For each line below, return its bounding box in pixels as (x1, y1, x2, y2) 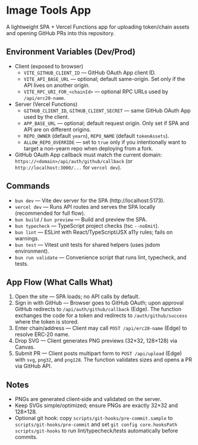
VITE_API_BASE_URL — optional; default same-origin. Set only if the (23, 75, 186, 82)
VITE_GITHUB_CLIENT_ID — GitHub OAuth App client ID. (23, 69, 156, 76)
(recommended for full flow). (14, 209, 86, 217)
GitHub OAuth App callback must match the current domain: (14, 151, 162, 158)
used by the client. (23, 113, 70, 120)
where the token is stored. (14, 318, 79, 325)
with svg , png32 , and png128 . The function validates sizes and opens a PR (14, 356, 192, 363)
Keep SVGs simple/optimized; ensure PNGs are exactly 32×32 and (14, 402, 178, 409)
